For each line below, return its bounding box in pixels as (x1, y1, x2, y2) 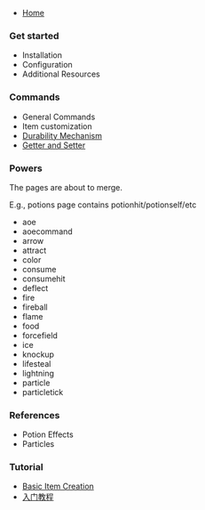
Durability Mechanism (21, 130, 102, 141)
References (9, 409, 60, 421)
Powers (9, 162, 43, 174)
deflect (21, 282, 49, 293)
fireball (21, 302, 48, 312)
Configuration (21, 60, 73, 70)
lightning (21, 368, 55, 378)
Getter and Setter (21, 140, 86, 150)
